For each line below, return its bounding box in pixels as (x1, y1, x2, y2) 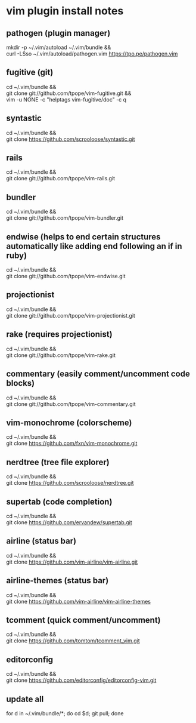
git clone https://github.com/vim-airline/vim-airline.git (6, 558, 138, 565)
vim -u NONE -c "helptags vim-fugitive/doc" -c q (6, 96, 127, 103)
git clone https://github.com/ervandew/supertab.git (6, 518, 132, 526)
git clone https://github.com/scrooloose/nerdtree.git (6, 479, 134, 487)
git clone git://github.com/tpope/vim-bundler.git (6, 214, 124, 221)
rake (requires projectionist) (6, 330, 113, 340)
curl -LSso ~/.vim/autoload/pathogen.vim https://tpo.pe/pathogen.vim (6, 50, 178, 57)
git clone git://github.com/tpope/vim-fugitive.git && (6, 90, 132, 97)
